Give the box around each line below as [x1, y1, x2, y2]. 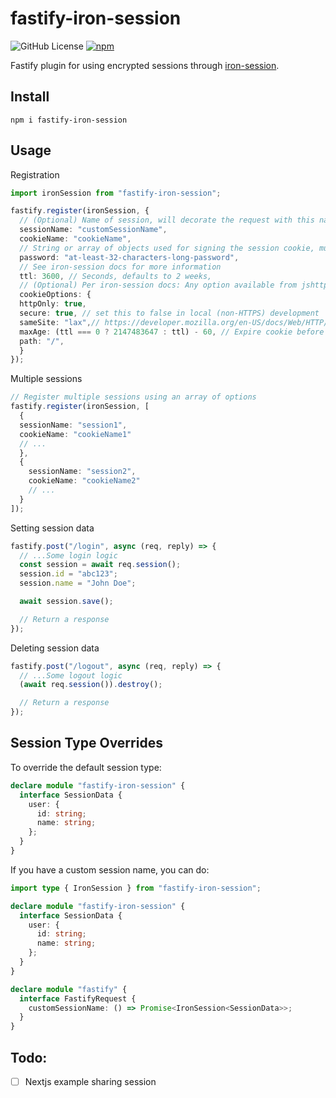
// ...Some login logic [19, 550, 118, 561]
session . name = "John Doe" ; [19, 578, 137, 589]
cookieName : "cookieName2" [28, 476, 141, 486]
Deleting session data [10, 642, 100, 654]
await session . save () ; [19, 597, 114, 607]
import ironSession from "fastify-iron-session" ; [10, 188, 222, 198]
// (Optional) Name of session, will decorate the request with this [19, 215, 315, 226]
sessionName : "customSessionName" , [19, 225, 168, 235]
